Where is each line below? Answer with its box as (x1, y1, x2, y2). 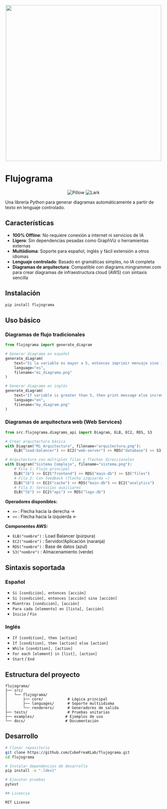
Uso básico (5, 316, 41, 324)
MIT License (5, 800, 30, 805)
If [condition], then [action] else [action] (12, 641, 108, 646)
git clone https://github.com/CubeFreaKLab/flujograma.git (5, 750, 130, 755)
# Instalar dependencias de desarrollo (5, 764, 88, 769)
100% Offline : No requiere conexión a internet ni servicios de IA (12, 232, 144, 238)
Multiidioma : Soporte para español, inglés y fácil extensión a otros (12, 248, 149, 254)
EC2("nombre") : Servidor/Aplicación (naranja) (12, 539, 105, 544)
